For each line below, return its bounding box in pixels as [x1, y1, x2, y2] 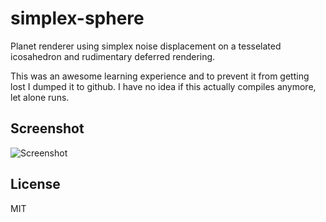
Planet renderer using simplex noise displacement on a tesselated [10, 40, 282, 52]
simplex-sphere [10, 7, 145, 30]
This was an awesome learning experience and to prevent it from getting [10, 70, 310, 82]
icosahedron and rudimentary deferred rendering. [10, 50, 216, 62]
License [10, 176, 61, 193]
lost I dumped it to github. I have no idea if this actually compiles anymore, [10, 80, 317, 92]
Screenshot [10, 120, 85, 137]
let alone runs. [10, 91, 70, 103]
